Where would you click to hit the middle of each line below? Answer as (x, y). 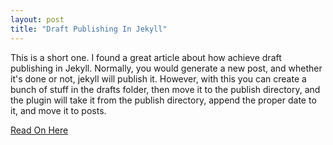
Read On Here (39, 130)
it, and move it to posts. (58, 110)
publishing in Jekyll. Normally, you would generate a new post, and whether (166, 68)
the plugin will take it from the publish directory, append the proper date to (163, 100)
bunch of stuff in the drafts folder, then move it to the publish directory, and (165, 89)
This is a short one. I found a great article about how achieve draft (146, 57)
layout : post (37, 19)
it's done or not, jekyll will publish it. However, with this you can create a (158, 78)
